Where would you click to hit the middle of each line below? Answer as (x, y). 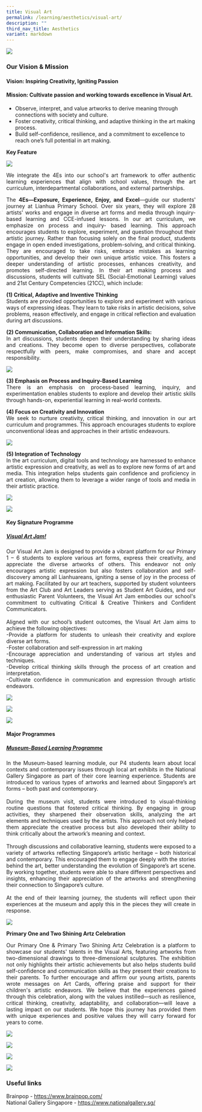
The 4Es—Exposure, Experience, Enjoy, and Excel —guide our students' (101, 199)
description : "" (26, 23)
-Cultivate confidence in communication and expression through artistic (101, 680)
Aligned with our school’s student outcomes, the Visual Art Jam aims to (101, 622)
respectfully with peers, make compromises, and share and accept (101, 351)
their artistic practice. (33, 486)
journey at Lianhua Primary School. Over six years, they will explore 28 (101, 206)
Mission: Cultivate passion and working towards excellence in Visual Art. (99, 95)
